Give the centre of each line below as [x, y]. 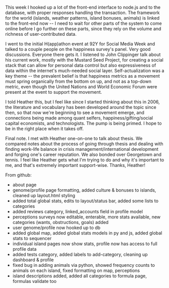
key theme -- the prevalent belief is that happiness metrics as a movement [82, 76]
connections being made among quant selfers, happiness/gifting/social [79, 118]
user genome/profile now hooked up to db [57, 227]
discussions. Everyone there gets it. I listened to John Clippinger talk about [83, 54]
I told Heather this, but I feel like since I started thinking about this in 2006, [82, 102]
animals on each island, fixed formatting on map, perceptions [76, 270]
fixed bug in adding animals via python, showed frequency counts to [84, 265]
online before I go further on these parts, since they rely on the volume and [83, 29]
